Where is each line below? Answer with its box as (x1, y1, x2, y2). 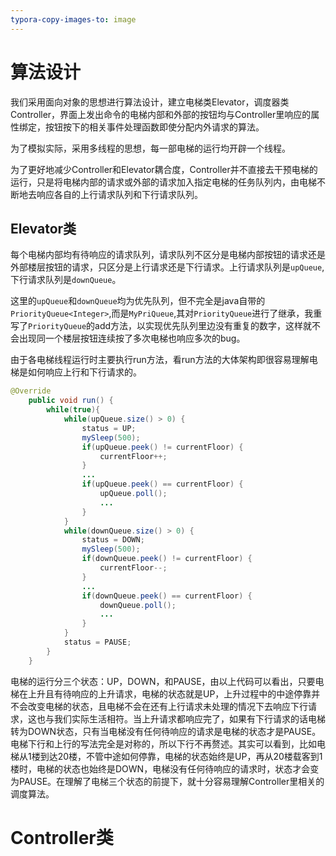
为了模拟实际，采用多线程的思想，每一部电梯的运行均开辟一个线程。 (10, 142, 291, 154)
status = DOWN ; (81, 535, 145, 545)
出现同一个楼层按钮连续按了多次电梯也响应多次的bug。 (18, 332, 246, 345)
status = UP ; (81, 423, 137, 433)
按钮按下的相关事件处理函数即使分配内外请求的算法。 (44, 121, 265, 133)
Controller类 (10, 826, 114, 849)
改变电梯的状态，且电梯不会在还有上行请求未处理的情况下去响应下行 (27, 700, 308, 712)
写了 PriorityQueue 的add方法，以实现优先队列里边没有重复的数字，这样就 (10, 320, 313, 332)
